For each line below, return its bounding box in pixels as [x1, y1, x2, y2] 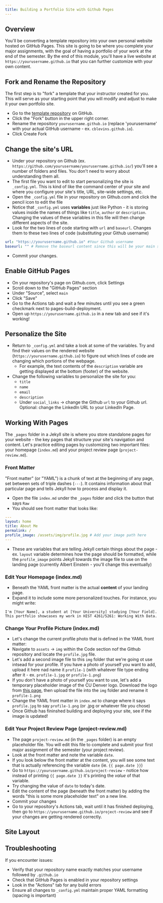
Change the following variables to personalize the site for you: [12, 374, 136, 379]
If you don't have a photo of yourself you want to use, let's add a [12, 677, 142, 683]
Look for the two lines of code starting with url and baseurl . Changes [12, 225, 151, 231]
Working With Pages [5, 418, 69, 427]
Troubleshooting [5, 844, 57, 853]
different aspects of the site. [12, 220, 69, 226]
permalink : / [5, 528, 32, 533]
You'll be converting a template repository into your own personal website [5, 38, 153, 44]
